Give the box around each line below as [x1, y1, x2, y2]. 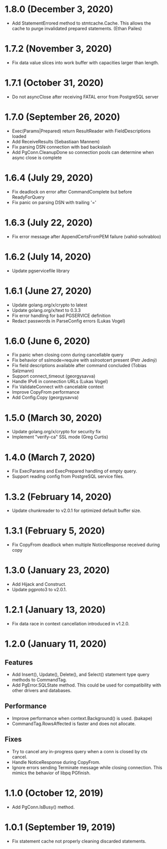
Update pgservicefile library [11, 267, 70, 274]
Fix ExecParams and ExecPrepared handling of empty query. [11, 468, 137, 474]
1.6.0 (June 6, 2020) [4, 335, 90, 347]
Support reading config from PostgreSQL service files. [11, 473, 124, 479]
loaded [11, 133, 26, 139]
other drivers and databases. [11, 688, 72, 694]
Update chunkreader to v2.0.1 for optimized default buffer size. [11, 507, 141, 514]
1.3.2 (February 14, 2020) [4, 491, 112, 502]
